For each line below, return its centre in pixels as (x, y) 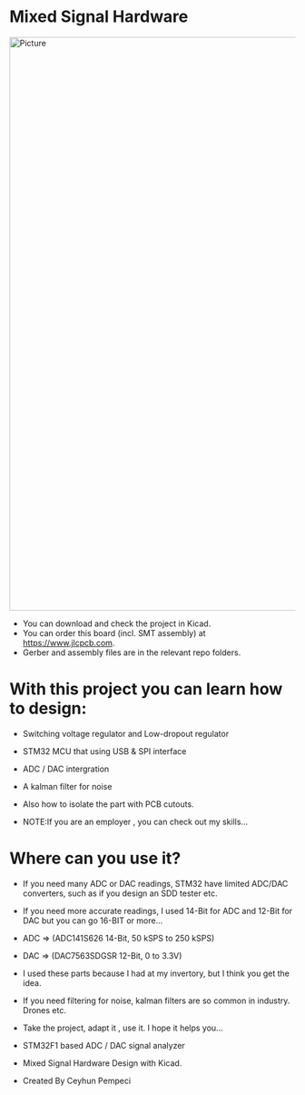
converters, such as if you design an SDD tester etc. (120, 893)
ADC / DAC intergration (66, 769)
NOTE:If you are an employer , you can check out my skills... (135, 821)
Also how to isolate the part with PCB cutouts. (108, 804)
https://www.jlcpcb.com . (69, 642)
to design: (48, 708)
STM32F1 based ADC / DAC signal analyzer (104, 1045)
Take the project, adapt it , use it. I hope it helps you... (123, 1028)
